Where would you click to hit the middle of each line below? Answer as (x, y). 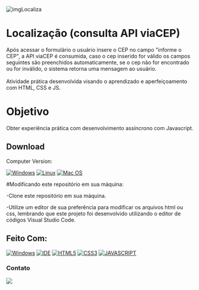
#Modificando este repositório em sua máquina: (65, 184)
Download (25, 147)
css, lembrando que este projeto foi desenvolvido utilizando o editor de (94, 213)
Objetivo (28, 112)
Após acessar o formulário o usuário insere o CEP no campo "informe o (94, 49)
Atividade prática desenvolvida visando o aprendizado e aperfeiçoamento (97, 81)
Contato (18, 268)
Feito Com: (27, 239)
